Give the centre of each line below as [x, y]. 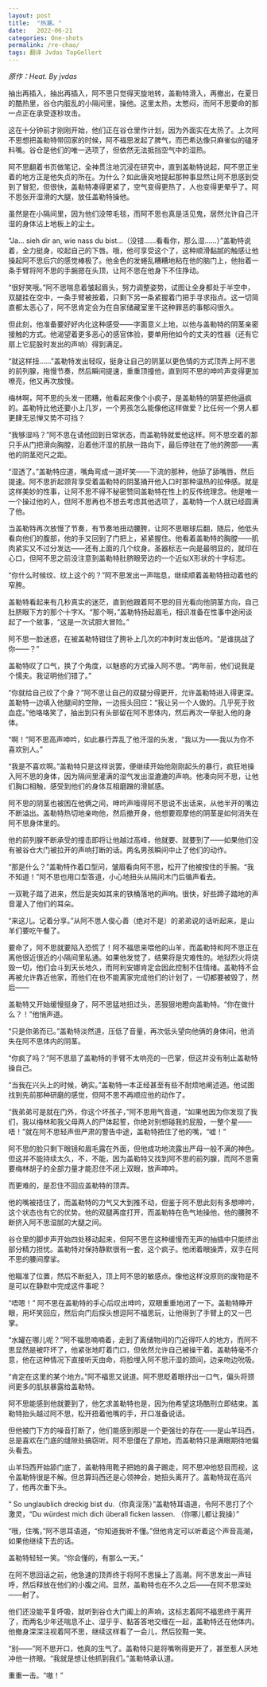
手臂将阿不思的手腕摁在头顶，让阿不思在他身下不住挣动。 [109, 270]
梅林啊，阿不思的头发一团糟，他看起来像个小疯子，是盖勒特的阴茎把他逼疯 [130, 398]
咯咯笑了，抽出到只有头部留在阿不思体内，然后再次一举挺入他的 [140, 712]
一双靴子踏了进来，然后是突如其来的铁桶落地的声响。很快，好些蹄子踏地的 [130, 894]
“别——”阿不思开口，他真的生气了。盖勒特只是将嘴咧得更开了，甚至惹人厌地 [133, 1648]
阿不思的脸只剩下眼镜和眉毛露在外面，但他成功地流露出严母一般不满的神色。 [133, 1149]
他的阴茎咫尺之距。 [40, 454]
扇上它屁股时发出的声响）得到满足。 [68, 344]
